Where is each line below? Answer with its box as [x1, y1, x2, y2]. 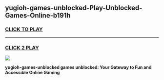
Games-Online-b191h [5, 12, 71, 20]
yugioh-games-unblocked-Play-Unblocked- [5, 4, 143, 12]
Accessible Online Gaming [5, 69, 60, 75]
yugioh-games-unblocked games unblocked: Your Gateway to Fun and [5, 64, 152, 70]
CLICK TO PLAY [5, 26, 43, 33]
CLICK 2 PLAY [5, 44, 39, 51]
